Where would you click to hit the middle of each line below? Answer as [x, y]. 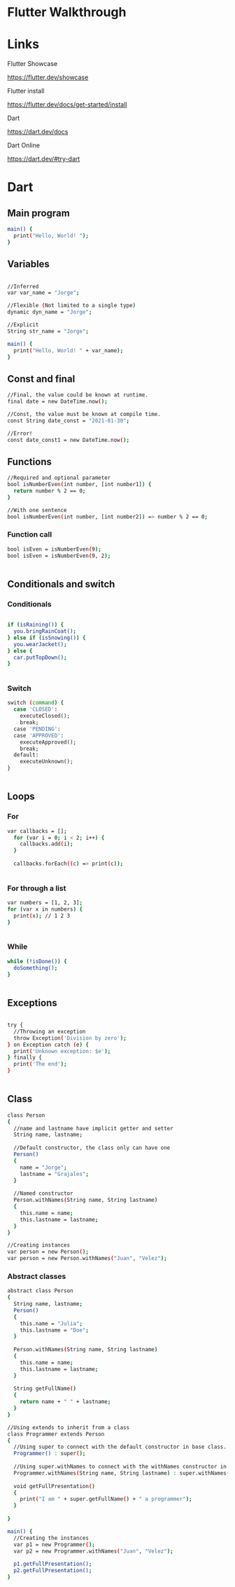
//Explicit [23, 325]
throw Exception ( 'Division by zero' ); [70, 1038]
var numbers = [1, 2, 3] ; [45, 903]
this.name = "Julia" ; [51, 1323]
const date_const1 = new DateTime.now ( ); [69, 440]
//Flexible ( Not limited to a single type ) [72, 306]
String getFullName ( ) [45, 1389]
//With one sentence [37, 510]
